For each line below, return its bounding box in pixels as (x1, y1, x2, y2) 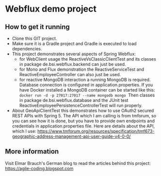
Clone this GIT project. (12, 35, 57, 41)
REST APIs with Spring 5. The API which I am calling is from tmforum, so (12, 113, 157, 118)
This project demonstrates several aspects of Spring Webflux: (12, 51, 136, 57)
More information (5, 147, 59, 156)
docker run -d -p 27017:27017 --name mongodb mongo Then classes (19, 92, 155, 98)
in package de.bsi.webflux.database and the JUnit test (19, 97, 129, 103)
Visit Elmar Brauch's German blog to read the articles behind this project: (5, 160, 151, 166)
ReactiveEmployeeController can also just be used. (19, 72, 121, 77)
